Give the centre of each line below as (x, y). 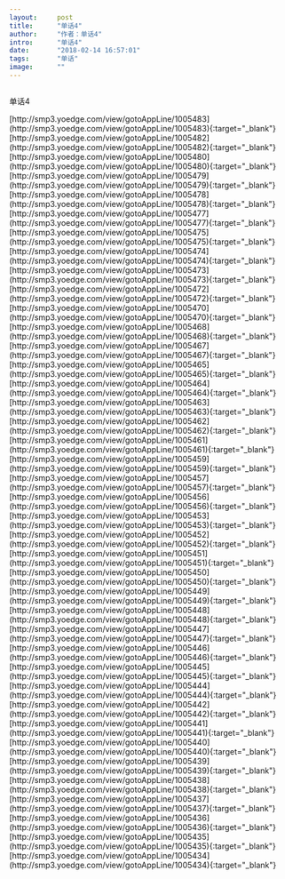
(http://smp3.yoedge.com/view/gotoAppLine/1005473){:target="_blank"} (142, 279)
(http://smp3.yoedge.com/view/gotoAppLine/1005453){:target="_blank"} (143, 524)
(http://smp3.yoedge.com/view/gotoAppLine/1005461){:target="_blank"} (142, 449)
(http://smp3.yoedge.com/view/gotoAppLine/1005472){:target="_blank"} (142, 298)
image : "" (37, 68)
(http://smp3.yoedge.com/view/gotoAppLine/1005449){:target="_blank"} (143, 600)
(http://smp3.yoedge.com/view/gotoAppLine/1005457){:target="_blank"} (142, 487)
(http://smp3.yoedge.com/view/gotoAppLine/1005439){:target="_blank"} (143, 771)
